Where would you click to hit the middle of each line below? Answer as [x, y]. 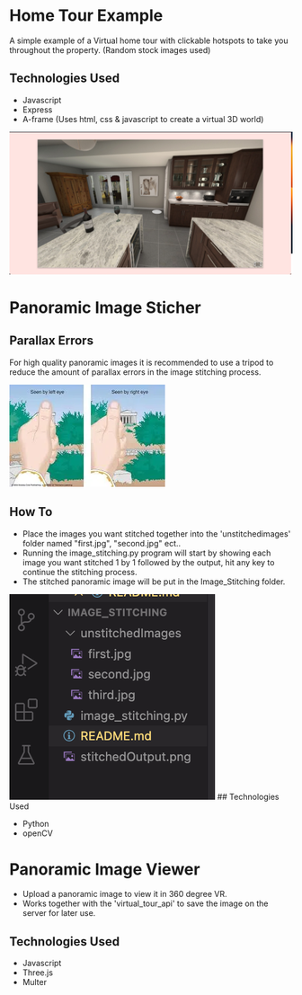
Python [36, 823]
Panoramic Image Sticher [106, 307]
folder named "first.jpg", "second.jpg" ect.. [102, 543]
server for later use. [59, 913]
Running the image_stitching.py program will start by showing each [147, 553]
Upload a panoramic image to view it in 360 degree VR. [124, 894]
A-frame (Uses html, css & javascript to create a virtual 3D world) [143, 119]
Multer [35, 982]
